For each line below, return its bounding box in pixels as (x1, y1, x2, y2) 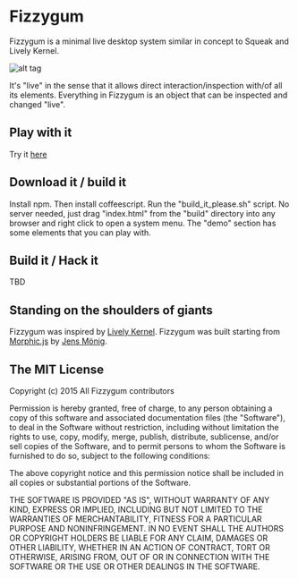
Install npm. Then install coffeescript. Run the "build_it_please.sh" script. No (9, 199, 290, 209)
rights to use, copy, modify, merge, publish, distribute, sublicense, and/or (9, 431, 279, 442)
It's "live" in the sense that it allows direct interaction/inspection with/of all (9, 80, 283, 90)
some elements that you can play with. (9, 226, 152, 238)
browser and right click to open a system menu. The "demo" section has (9, 217, 277, 228)
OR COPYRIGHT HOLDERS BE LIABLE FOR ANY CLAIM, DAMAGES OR (9, 532, 268, 543)
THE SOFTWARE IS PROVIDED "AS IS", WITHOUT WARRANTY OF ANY (9, 495, 270, 505)
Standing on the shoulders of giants (9, 302, 213, 318)
